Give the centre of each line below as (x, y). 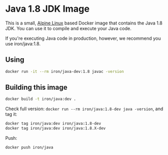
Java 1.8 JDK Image (48, 9)
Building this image (36, 87)
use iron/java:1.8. (23, 43)
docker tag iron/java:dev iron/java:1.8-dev (53, 124)
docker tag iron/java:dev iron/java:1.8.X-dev (55, 128)
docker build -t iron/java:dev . (41, 99)
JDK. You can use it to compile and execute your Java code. (68, 28)
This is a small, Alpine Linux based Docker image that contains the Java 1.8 (84, 23)
